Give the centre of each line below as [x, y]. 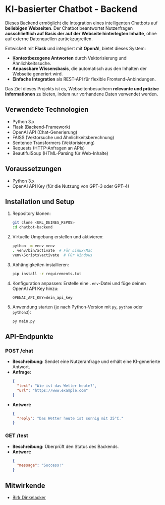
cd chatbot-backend [32, 227]
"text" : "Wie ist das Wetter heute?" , [57, 386]
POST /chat [19, 351]
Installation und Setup [40, 201]
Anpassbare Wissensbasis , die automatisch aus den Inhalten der [80, 69]
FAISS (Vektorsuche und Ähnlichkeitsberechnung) [63, 137]
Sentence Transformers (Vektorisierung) [54, 143]
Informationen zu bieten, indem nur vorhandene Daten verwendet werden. [82, 94]
